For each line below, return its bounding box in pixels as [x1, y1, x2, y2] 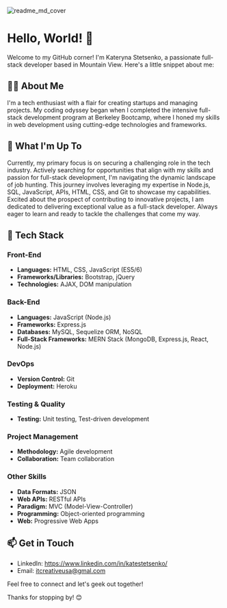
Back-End [7, 297, 40, 307]
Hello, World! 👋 [7, 31, 94, 46]
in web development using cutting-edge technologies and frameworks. [7, 120, 207, 128]
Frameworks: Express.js [16, 320, 87, 329]
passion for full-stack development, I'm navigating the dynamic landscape [7, 173, 216, 181]
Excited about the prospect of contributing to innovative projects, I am [7, 195, 204, 203]
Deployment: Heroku [16, 382, 77, 390]
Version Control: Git [16, 375, 75, 383]
